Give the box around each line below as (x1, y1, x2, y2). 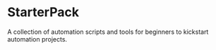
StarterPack (7, 4, 80, 20)
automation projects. (7, 35, 68, 43)
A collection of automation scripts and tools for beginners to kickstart (7, 27, 209, 36)
